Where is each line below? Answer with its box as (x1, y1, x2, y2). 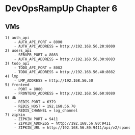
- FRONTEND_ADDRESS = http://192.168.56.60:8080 (14, 91, 115, 96)
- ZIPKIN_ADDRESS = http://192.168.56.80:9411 (14, 121, 111, 126)
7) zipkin (5, 112, 26, 117)
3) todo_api (5, 61, 29, 66)
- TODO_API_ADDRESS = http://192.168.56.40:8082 (14, 69, 115, 74)
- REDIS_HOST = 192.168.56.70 (14, 104, 76, 109)
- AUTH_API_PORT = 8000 (14, 40, 63, 45)
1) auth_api (5, 35, 29, 40)
